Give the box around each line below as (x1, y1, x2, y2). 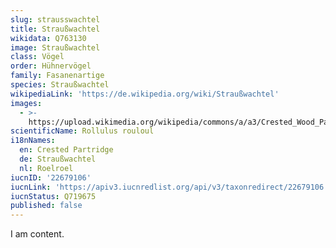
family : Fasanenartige (10, 71, 105, 81)
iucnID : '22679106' (10, 172, 92, 183)
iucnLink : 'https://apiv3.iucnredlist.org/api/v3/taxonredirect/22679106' (10, 182, 329, 192)
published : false (10, 201, 83, 211)
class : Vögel (10, 52, 65, 62)
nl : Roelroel (19, 163, 74, 173)
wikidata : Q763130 (10, 33, 87, 43)
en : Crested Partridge (19, 145, 114, 155)
